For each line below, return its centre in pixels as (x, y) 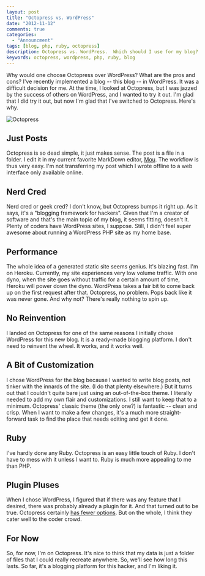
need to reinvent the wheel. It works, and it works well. (75, 345)
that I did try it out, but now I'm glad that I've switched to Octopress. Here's (101, 101)
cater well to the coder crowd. (44, 519)
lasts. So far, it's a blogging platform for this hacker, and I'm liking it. (92, 566)
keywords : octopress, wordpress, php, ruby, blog (71, 57)
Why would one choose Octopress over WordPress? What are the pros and (101, 75)
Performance (32, 252)
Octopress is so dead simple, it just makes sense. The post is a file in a (95, 153)
